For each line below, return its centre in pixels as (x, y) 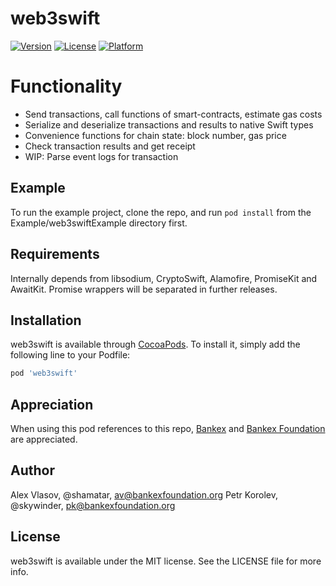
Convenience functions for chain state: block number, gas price (155, 135)
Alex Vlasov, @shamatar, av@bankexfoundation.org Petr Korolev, (144, 494)
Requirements (55, 254)
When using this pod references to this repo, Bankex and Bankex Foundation (168, 428)
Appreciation (52, 404)
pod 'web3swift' (44, 373)
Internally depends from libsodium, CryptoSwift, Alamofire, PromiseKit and (164, 278)
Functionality (66, 86)
